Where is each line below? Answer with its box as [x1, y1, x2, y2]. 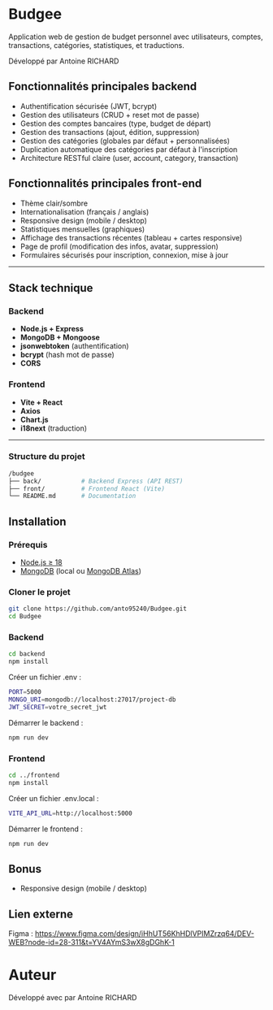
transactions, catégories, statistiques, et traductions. [8, 40, 185, 50]
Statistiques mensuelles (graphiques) [19, 224, 145, 234]
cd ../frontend [8, 771, 60, 779]
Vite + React [19, 397, 63, 407]
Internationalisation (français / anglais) [19, 206, 149, 216]
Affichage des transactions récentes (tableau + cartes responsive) [19, 232, 243, 242]
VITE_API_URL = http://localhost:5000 [8, 809, 132, 817]
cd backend [8, 650, 45, 658]
